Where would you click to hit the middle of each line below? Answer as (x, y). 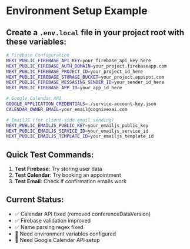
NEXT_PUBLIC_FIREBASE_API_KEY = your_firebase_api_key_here (79, 60)
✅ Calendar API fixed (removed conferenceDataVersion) (83, 214)
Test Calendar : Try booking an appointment (68, 175)
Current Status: (35, 200)
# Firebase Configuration (38, 55)
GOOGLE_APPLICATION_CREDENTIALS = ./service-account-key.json (81, 104)
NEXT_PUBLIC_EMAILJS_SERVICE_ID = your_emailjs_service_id (77, 131)
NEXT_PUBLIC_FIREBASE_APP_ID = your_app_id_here (64, 88)
